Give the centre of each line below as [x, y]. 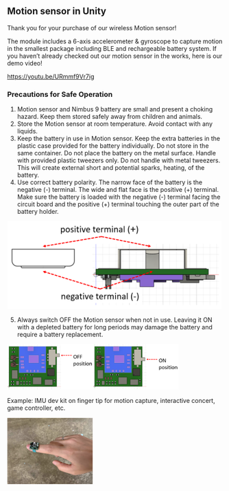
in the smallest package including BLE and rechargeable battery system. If [112, 48]
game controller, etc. [36, 408]
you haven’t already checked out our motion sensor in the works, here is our [115, 56]
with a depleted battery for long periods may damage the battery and [114, 327]
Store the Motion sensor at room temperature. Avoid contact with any [115, 124]
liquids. [27, 131]
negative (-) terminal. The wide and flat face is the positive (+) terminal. [118, 190]
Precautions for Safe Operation [60, 94]
